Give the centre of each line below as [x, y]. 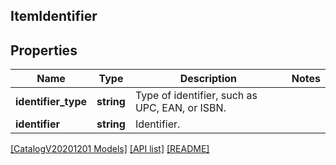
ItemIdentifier [54, 16]
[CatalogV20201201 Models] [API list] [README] [110, 149]
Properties [44, 50]
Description [208, 79]
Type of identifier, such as [196, 96]
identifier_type [51, 102]
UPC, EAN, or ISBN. [180, 108]
